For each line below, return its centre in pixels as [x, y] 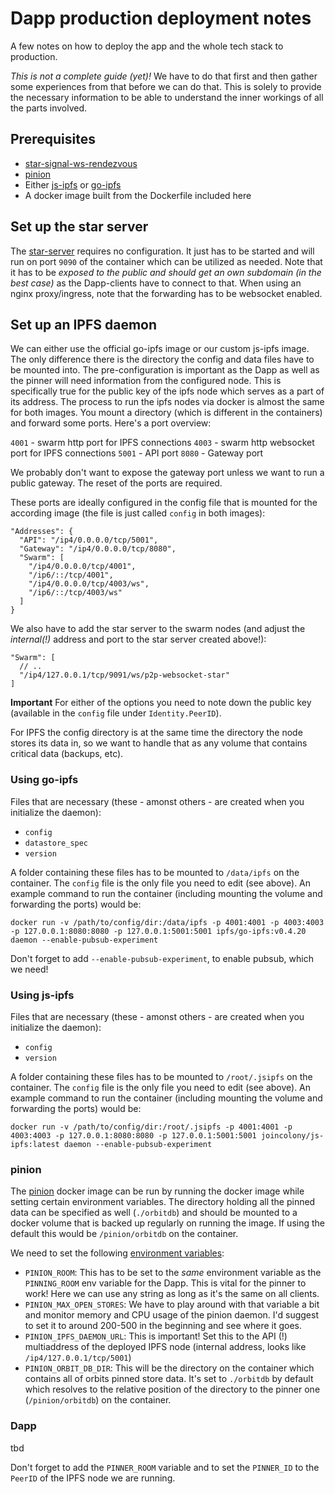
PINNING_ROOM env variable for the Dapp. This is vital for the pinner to [165, 1283]
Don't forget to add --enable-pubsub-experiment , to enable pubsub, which [162, 958]
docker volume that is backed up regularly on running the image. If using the [167, 1223]
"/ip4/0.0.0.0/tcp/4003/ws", [89, 584]
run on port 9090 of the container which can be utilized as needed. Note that [166, 261]
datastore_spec [56, 843]
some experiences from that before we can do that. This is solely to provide [166, 86]
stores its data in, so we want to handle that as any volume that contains [159, 743]
